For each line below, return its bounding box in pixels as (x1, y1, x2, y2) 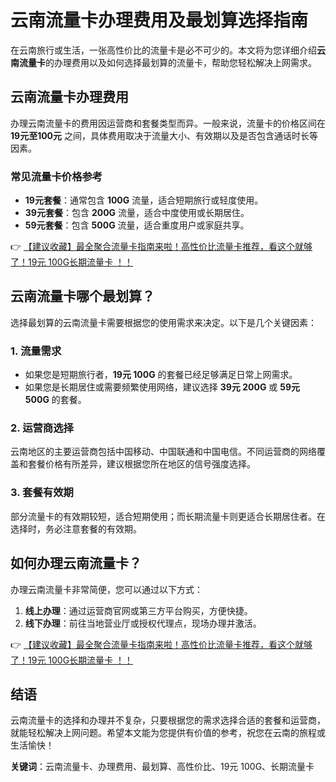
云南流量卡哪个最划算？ (10, 288, 155, 305)
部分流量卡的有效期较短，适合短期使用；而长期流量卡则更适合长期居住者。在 (10, 510, 326, 522)
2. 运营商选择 (10, 421, 74, 435)
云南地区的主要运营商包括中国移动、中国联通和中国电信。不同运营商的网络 (10, 446, 317, 458)
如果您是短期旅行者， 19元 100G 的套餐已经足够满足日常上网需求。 (24, 369, 298, 381)
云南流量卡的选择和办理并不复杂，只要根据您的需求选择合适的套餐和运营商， (10, 714, 326, 726)
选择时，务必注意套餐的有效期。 (10, 522, 142, 535)
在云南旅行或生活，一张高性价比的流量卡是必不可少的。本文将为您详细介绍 (10, 44, 317, 56)
